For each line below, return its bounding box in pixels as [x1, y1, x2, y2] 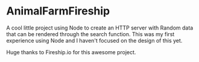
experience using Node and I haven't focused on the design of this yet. [6, 37, 183, 44]
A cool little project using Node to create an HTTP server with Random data [6, 24, 194, 31]
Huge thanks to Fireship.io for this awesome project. [6, 48, 136, 55]
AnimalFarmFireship [6, 4, 110, 18]
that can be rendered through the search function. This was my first [6, 30, 175, 37]
